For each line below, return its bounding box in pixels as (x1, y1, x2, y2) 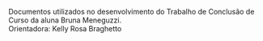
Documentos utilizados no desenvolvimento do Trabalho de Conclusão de (8, 7, 255, 16)
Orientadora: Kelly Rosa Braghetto (8, 24, 122, 33)
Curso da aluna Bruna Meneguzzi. (8, 15, 122, 25)
